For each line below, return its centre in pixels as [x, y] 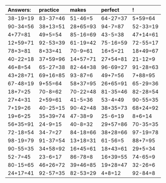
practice [49, 10]
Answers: [19, 10]
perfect [110, 10]
